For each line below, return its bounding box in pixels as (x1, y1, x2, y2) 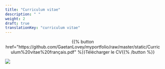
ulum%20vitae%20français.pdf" (10, 49, 76, 55)
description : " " (5, 12, 41, 17)
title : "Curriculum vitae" (5, 7, 61, 12)
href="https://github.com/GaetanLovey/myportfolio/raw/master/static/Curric (5, 44, 160, 50)
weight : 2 (5, 16, 26, 21)
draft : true (5, 21, 30, 26)
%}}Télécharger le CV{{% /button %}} (77, 49, 155, 55)
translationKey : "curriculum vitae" (5, 25, 80, 30)
